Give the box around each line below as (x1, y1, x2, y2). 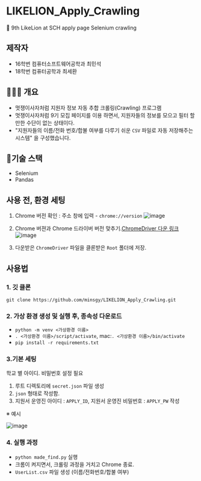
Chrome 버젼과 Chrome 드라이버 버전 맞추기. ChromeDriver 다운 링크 (14, 225, 179, 232)
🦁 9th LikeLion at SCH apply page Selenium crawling (6, 24, 137, 31)
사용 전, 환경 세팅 (6, 195, 66, 205)
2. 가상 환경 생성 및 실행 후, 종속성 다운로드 (6, 311, 122, 320)
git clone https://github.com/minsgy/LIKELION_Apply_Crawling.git (6, 296, 176, 303)
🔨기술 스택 (6, 153, 43, 164)
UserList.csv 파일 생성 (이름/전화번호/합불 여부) (14, 468, 129, 476)
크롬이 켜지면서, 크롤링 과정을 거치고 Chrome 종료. (14, 461, 134, 468)
